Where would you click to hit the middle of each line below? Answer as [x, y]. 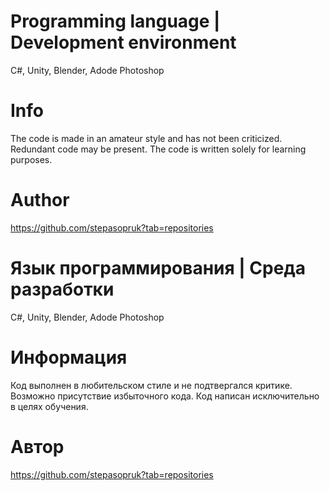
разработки [62, 289]
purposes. [31, 159]
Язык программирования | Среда [158, 268]
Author [40, 200]
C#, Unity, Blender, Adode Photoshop [87, 317]
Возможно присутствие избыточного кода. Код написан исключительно [165, 396]
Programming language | [115, 21]
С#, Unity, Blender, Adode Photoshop [87, 70]
